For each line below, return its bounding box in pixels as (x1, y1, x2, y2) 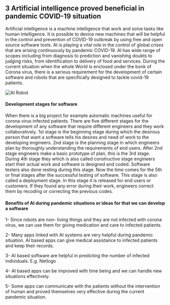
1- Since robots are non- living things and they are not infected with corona (5, 216, 162, 223)
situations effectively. (5, 273, 50, 280)
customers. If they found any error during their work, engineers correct (5, 183, 154, 189)
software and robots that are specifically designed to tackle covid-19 (5, 74, 149, 80)
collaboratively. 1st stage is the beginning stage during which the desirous (5, 129, 160, 135)
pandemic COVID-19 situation (5, 12, 101, 21)
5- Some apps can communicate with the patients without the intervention (5, 283, 160, 289)
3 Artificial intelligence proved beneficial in (5, 4, 145, 13)
